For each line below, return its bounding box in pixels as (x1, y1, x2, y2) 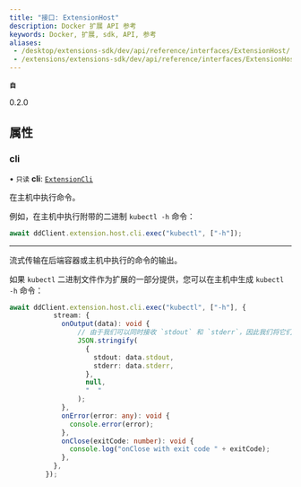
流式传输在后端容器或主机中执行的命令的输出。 (9, 254, 182, 265)
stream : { (53, 311, 90, 320)
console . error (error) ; (69, 420, 154, 429)
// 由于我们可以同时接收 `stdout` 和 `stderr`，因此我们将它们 (77, 328, 293, 337)
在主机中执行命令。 (9, 191, 81, 202)
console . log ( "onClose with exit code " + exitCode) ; (69, 445, 271, 454)
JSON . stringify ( (77, 336, 139, 346)
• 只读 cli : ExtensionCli (9, 173, 94, 184)
